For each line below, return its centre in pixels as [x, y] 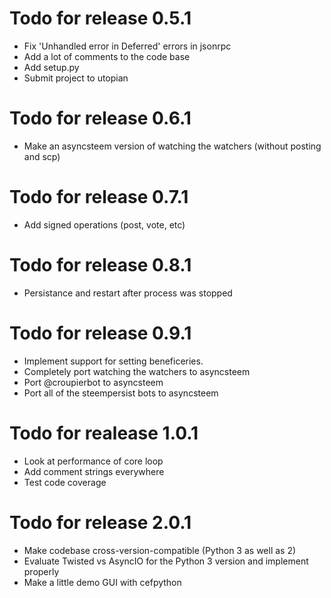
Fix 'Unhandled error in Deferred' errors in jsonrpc [127, 46]
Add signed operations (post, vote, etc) [104, 224]
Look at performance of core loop [93, 461]
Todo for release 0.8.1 [100, 265]
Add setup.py [51, 67]
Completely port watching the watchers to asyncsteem [137, 371]
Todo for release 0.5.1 [100, 18]
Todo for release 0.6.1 [100, 118]
